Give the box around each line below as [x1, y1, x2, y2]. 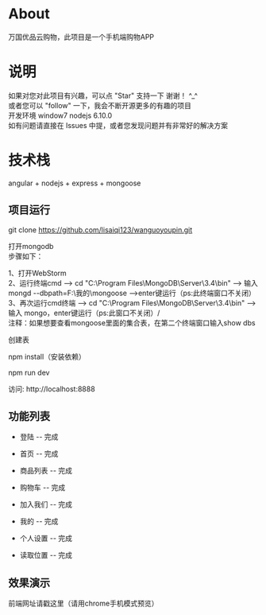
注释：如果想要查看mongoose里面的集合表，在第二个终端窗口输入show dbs [8, 317, 256, 327]
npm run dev [8, 368, 50, 377]
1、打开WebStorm [8, 268, 67, 278]
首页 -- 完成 [19, 449, 59, 458]
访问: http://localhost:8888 [8, 383, 95, 394]
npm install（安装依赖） [8, 352, 86, 361]
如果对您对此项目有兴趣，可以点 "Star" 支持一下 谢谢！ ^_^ [8, 91, 199, 100]
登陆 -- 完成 [19, 432, 59, 442]
